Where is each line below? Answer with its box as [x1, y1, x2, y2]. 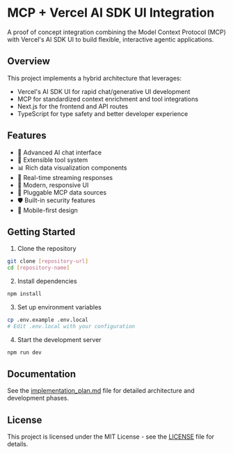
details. [7, 440, 29, 448]
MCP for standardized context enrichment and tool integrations [17, 95, 199, 103]
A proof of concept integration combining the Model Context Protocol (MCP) [7, 28, 226, 36]
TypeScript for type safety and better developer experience [17, 109, 188, 117]
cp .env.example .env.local [7, 316, 89, 323]
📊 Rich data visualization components [17, 163, 127, 172]
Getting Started [7, 226, 76, 238]
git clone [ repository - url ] [7, 258, 89, 265]
